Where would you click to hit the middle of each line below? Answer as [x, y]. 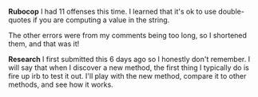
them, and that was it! [44, 44]
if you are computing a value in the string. [101, 20]
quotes [20, 20]
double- [232, 12]
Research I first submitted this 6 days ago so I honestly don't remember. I [129, 59]
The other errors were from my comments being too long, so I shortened [128, 35]
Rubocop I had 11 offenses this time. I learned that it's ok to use [113, 12]
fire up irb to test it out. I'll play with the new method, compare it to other [127, 76]
